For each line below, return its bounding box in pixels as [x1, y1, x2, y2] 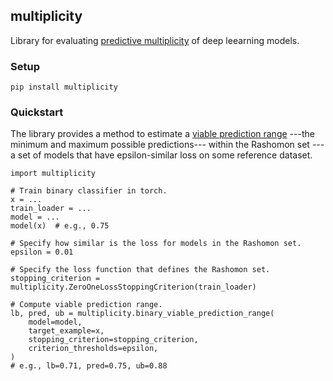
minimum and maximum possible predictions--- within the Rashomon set [10, 139, 310, 151]
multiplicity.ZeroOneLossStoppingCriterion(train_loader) [10, 282, 257, 293]
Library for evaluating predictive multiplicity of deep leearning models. [10, 34, 300, 46]
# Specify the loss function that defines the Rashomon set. [10, 265, 271, 275]
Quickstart [10, 105, 64, 119]
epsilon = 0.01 [10, 247, 74, 258]
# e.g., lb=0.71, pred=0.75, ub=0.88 [10, 361, 168, 371]
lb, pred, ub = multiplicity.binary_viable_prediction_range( [10, 309, 275, 319]
